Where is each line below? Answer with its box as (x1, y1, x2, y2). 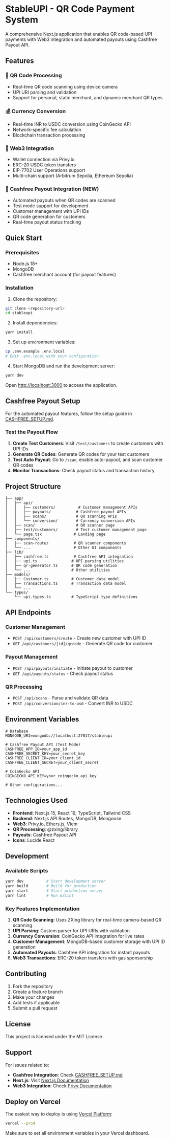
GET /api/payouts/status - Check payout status (12, 670, 114, 676)
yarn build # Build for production (5, 884, 97, 889)
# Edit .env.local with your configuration (5, 354, 99, 359)
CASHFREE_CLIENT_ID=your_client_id (5, 755, 81, 760)
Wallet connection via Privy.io (12, 157, 75, 163)
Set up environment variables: (12, 339, 76, 345)
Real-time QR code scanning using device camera (12, 83, 118, 90)
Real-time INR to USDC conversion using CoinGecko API (12, 121, 131, 127)
